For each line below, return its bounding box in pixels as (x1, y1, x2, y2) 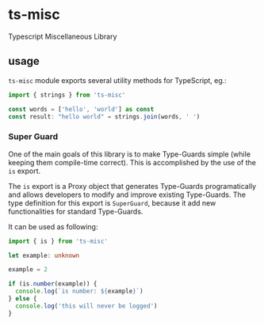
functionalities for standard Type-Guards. (8, 206, 143, 216)
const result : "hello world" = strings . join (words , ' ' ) (8, 112, 201, 120)
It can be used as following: (8, 221, 98, 231)
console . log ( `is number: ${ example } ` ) (15, 287, 144, 296)
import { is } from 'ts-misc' (8, 237, 109, 245)
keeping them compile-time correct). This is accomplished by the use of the (8, 157, 256, 167)
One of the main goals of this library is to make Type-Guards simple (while (8, 149, 251, 159)
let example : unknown (8, 251, 80, 259)
